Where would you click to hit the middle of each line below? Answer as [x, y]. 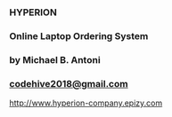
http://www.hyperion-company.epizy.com [86, 103]
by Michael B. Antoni [55, 59]
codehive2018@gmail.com [69, 83]
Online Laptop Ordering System [79, 35]
